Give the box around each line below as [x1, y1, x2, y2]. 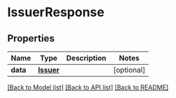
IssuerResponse [7, 4, 105, 20]
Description [66, 54, 107, 63]
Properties [7, 32, 55, 44]
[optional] [113, 65, 146, 75]
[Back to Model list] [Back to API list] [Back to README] [7, 83, 169, 92]
